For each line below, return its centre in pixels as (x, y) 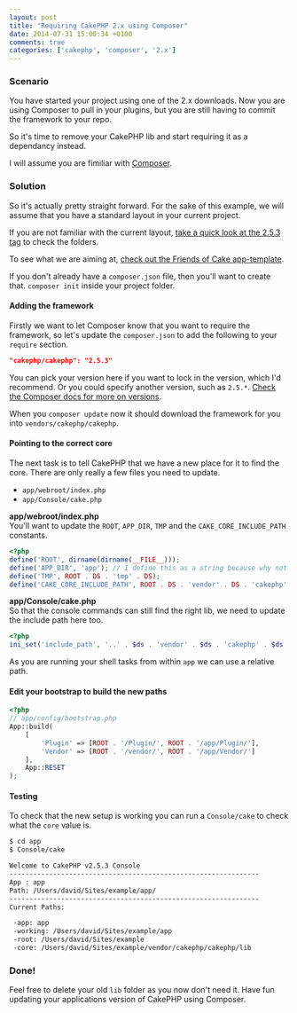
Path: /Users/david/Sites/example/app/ (83, 891)
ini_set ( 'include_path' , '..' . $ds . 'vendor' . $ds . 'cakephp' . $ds (146, 645)
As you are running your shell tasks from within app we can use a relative (142, 662)
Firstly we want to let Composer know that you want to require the (130, 326)
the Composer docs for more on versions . (86, 397)
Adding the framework (52, 306)
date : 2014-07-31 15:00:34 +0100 (71, 34)
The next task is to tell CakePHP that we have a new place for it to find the (145, 463)
